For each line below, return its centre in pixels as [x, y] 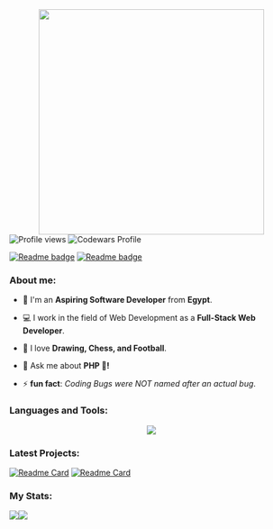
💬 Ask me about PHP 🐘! [66, 366]
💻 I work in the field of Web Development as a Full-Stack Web [139, 318]
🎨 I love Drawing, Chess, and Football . [94, 348]
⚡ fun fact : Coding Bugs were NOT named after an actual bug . [139, 384]
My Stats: [31, 496]
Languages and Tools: [59, 411]
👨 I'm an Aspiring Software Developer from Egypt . [118, 300]
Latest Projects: [45, 452]
